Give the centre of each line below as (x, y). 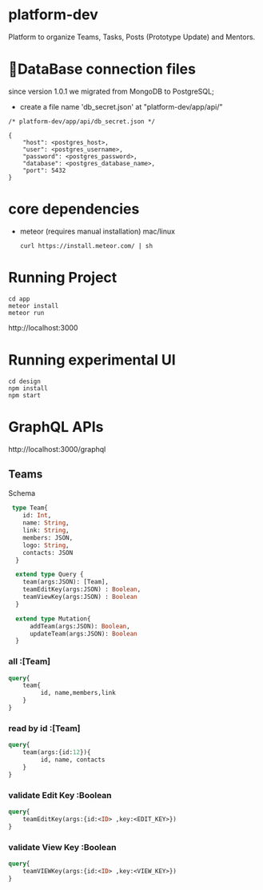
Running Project (63, 277)
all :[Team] (30, 661)
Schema (22, 493)
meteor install (34, 305)
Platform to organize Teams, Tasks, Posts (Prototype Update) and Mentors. (132, 37)
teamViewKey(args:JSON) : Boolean (80, 597)
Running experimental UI (92, 359)
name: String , (46, 523)
